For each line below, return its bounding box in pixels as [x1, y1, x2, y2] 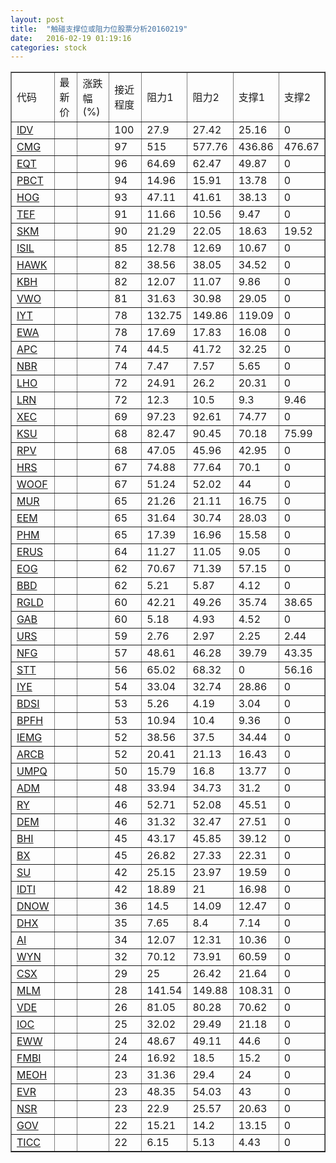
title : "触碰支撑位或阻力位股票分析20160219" [10, 24, 188, 34]
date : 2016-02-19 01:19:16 [10, 33, 132, 43]
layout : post [10, 14, 65, 25]
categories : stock [10, 42, 87, 53]
